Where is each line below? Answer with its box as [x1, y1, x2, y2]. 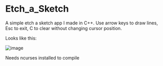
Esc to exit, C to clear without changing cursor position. [5, 25, 122, 31]
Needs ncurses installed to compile [5, 54, 80, 61]
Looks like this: [5, 35, 37, 41]
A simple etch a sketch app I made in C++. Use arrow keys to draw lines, [5, 20, 158, 26]
